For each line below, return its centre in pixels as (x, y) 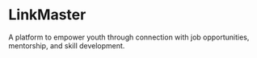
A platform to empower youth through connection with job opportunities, (129, 37)
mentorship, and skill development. (67, 45)
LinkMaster (47, 15)
